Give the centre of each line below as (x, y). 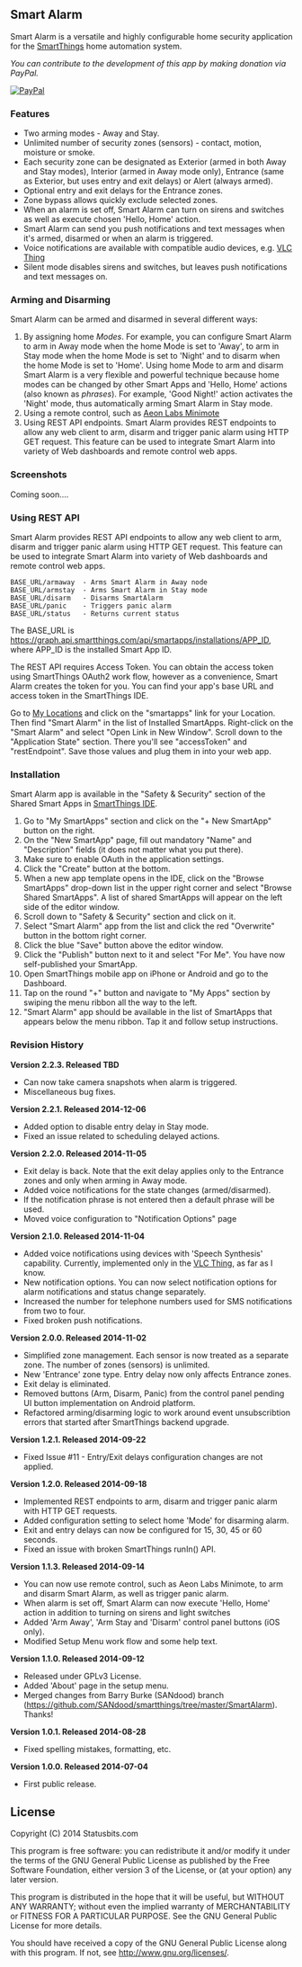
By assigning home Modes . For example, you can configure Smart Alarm (157, 337)
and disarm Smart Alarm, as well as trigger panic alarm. (126, 1593)
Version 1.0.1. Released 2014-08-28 (78, 1731)
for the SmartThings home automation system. (96, 46)
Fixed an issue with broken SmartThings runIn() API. (120, 1549)
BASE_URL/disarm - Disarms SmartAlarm (87, 598)
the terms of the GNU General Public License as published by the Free (140, 1861)
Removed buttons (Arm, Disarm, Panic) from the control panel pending (154, 1393)
